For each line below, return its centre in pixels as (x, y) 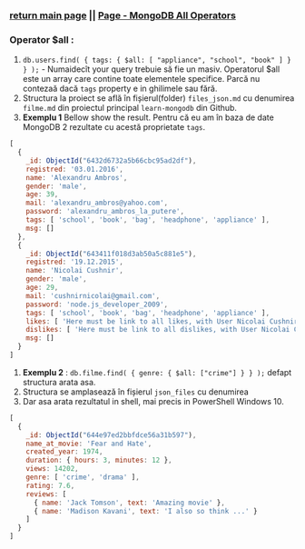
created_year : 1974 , (64, 452)
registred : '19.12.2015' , (75, 262)
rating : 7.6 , (50, 485)
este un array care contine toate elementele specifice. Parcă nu (141, 79)
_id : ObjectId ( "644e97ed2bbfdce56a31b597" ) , (111, 435)
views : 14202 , (52, 469)
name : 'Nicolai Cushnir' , (75, 271)
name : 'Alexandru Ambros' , (77, 177)
